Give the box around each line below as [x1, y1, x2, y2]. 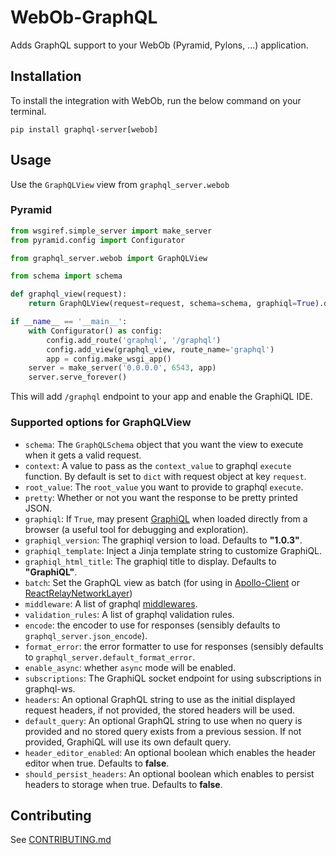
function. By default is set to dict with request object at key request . [24, 470, 307, 482]
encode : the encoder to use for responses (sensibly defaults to [24, 619, 281, 631]
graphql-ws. [24, 682, 76, 695]
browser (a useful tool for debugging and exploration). [24, 523, 249, 535]
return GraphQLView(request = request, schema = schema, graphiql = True [28, 299, 315, 309]
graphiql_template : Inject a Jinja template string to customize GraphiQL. [24, 544, 323, 556]
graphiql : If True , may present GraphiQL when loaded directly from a [24, 512, 308, 525]
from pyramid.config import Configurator [10, 235, 186, 245]
